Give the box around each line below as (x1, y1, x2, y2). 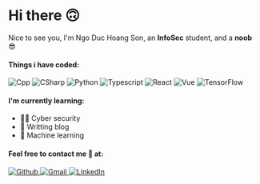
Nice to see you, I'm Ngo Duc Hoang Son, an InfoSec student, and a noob (8, 33, 253, 42)
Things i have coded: (8, 59, 80, 70)
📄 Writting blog (19, 122, 70, 132)
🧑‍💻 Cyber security (19, 114, 81, 123)
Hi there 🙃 (8, 6, 80, 25)
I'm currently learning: (8, 95, 85, 106)
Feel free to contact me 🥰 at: (8, 149, 104, 158)
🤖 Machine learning (19, 130, 85, 140)
